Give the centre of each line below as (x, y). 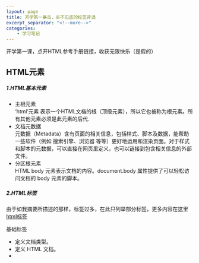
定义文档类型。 (33, 242)
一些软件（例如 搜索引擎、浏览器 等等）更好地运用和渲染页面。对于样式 (102, 141)
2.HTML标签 (22, 193)
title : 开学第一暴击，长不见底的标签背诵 (51, 17)
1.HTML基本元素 (26, 88)
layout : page (22, 12)
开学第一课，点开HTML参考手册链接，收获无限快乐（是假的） (81, 52)
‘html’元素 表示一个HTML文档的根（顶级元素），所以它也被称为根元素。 (101, 112)
